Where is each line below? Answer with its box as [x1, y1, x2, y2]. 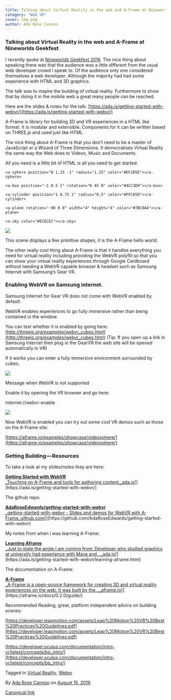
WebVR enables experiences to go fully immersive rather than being [5, 308, 148, 314]
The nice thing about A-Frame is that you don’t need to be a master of [5, 139, 152, 145]
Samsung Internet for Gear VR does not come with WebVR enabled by [5, 293, 152, 299]
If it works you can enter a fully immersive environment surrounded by [5, 355, 153, 361]
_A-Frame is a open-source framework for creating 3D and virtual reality [5, 581, 157, 588]
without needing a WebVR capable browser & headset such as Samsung [5, 263, 157, 269]
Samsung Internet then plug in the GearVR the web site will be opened [5, 340, 153, 346]
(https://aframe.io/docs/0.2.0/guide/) [5, 593, 83, 599]
